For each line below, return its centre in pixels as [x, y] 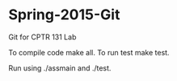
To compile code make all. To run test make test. [89, 52]
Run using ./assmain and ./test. [60, 68]
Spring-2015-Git [64, 15]
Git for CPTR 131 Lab [42, 37]
